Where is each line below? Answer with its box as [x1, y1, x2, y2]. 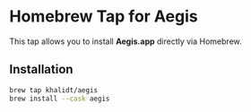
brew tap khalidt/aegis [9, 85, 99, 95]
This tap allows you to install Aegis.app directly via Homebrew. [9, 36, 242, 47]
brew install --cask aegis [9, 94, 110, 103]
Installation [9, 62, 74, 77]
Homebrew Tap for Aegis [9, 6, 199, 27]
